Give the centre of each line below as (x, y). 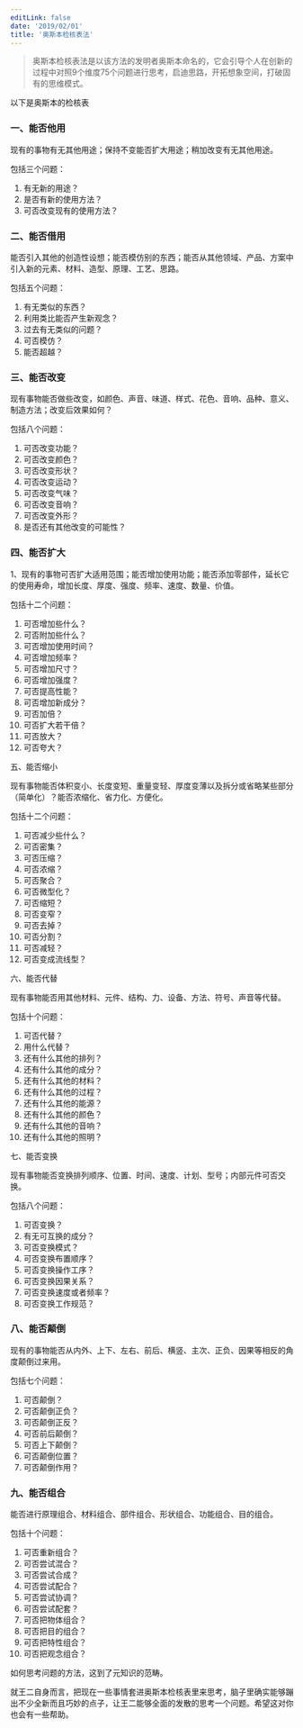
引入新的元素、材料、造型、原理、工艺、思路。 (97, 268)
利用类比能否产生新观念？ (71, 318)
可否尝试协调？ (51, 1597)
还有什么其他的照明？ (62, 1136)
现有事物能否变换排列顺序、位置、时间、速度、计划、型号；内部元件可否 (144, 1175)
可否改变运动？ (51, 482)
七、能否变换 (34, 1156)
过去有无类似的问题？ (62, 329)
